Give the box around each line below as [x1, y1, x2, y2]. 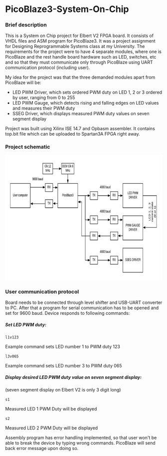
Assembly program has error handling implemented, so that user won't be [5, 434, 157, 441]
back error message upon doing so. [5, 445, 79, 451]
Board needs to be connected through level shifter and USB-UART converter [5, 299, 163, 306]
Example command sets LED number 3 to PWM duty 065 [5, 363, 122, 369]
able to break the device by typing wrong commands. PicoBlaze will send [5, 440, 156, 446]
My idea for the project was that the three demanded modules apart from [5, 74, 156, 81]
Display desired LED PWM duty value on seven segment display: [5, 374, 142, 380]
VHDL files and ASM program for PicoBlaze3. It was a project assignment [5, 38, 156, 44]
